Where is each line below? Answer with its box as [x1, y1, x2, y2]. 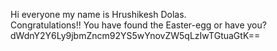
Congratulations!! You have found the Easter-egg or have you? [10, 19, 267, 31]
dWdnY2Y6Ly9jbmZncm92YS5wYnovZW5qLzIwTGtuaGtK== [10, 30, 261, 41]
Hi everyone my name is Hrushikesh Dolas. [10, 9, 187, 20]
